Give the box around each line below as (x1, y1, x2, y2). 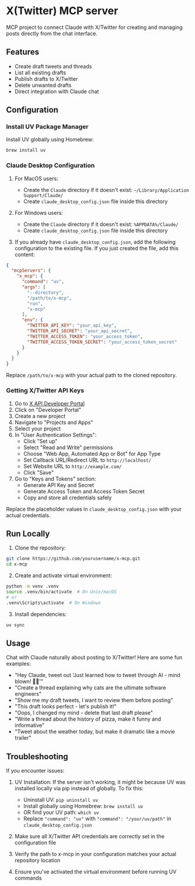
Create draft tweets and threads (14, 63, 92, 70)
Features (6, 47, 39, 57)
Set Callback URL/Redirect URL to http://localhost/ (23, 456, 152, 463)
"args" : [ (21, 285, 46, 290)
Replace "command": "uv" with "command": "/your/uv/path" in (23, 815, 172, 822)
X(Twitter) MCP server (6, 4, 119, 18)
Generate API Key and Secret (23, 481, 94, 488)
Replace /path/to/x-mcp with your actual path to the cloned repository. (6, 372, 177, 379)
